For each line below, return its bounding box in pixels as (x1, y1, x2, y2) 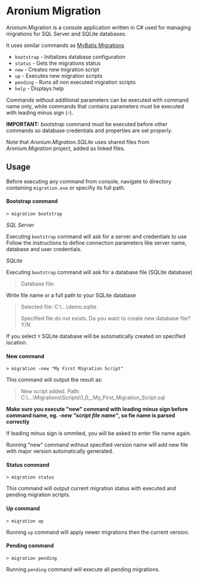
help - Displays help (14, 84, 64, 92)
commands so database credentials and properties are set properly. (6, 127, 172, 134)
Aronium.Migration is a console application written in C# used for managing (6, 24, 191, 31)
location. (6, 339, 28, 346)
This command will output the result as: (6, 376, 103, 383)
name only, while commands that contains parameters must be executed (6, 102, 184, 109)
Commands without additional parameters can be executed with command (6, 96, 189, 104)
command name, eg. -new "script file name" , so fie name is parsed (6, 412, 175, 419)
